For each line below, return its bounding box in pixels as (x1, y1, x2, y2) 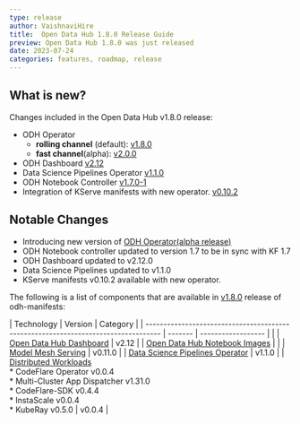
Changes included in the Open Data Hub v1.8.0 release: (9, 111, 213, 122)
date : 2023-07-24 (9, 47, 74, 56)
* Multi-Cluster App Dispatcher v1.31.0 (9, 376, 150, 386)
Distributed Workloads (9, 356, 92, 368)
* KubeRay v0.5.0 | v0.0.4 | (9, 404, 109, 415)
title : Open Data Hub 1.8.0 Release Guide (9, 30, 175, 39)
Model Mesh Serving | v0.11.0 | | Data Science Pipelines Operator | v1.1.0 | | (9, 347, 285, 358)
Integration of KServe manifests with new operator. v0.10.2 (21, 186, 239, 197)
